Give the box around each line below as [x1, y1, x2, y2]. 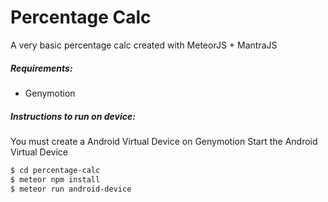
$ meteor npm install [10, 174, 101, 185]
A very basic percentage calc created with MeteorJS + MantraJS [10, 39, 278, 51]
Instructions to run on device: [10, 110, 136, 122]
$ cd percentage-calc [10, 165, 101, 175]
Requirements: [10, 62, 73, 74]
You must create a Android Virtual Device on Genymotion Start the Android [10, 135, 318, 147]
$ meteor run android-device [10, 184, 132, 194]
